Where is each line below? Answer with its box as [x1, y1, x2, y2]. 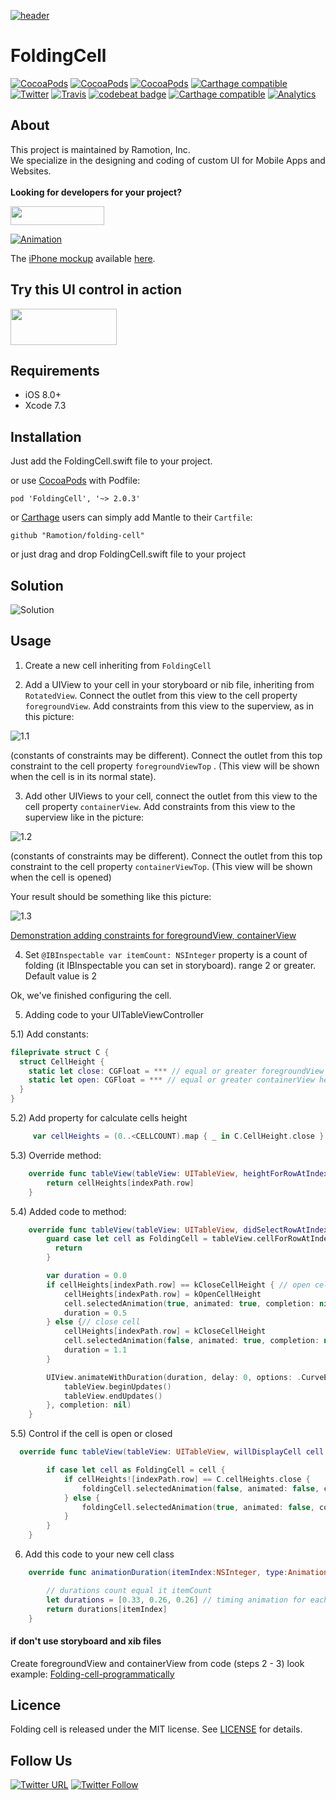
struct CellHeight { [19, 1056, 105, 1067]
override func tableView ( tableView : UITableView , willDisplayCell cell [19, 1447, 325, 1457]
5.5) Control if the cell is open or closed [10, 1428, 173, 1440]
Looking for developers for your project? [10, 186, 183, 198]
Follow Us [10, 1752, 73, 1769]
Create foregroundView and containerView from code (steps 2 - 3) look [10, 1657, 305, 1669]
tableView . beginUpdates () [63, 1381, 172, 1392]
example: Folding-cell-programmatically [10, 1668, 175, 1680]
